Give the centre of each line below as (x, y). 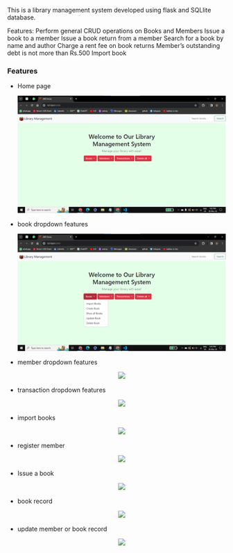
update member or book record (62, 529)
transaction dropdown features (61, 390)
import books (36, 418)
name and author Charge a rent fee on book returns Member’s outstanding (114, 46)
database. (21, 17)
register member (41, 445)
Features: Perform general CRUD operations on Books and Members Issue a (116, 31)
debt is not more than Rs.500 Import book (67, 53)
